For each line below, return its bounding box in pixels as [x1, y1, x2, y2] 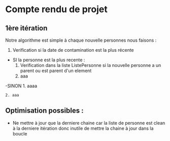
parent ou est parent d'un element [20, 67, 92, 74]
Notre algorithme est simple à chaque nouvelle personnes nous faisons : [5, 37, 157, 43]
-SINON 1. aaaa [5, 83, 38, 89]
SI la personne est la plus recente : [12, 57, 85, 63]
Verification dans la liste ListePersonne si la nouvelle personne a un [20, 62, 161, 68]
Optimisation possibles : [5, 107, 84, 115]
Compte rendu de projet [5, 4, 108, 15]
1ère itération [5, 24, 48, 32]
